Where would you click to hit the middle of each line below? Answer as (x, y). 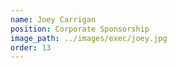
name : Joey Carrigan (53, 19)
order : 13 (31, 47)
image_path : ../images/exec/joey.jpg (89, 38)
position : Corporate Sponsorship (80, 29)
